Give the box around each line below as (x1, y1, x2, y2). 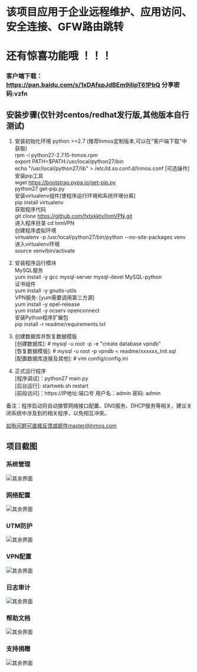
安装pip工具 (14, 172, 44, 180)
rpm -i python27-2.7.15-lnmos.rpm (14, 152, 98, 159)
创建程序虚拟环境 (14, 227, 57, 234)
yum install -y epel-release (14, 301, 80, 308)
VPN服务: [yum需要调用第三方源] (14, 294, 95, 301)
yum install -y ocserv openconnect (14, 307, 100, 314)
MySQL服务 (14, 267, 43, 274)
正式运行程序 (14, 367, 46, 375)
